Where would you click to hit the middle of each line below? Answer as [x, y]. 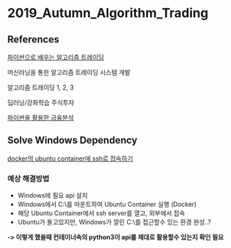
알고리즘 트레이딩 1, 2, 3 [41, 87]
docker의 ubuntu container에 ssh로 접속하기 [70, 158]
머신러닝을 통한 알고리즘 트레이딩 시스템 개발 [69, 72]
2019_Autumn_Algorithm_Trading [108, 13]
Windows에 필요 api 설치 [52, 195]
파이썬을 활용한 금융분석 [41, 118]
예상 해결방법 [28, 178]
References [33, 39]
